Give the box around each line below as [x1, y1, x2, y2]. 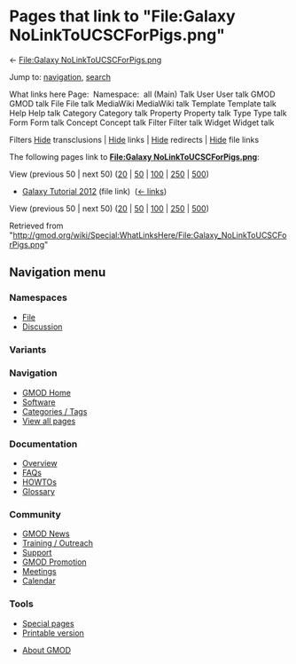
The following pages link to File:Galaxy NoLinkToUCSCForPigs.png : [9, 151, 260, 162]
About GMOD [21, 644, 72, 655]
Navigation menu [9, 265, 106, 281]
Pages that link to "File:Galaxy [9, 6, 237, 27]
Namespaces [9, 291, 68, 304]
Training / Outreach [21, 538, 94, 549]
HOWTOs [21, 477, 58, 487]
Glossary [21, 486, 56, 497]
